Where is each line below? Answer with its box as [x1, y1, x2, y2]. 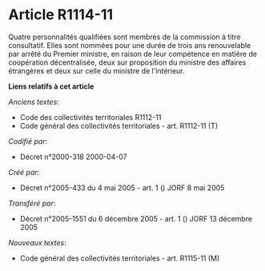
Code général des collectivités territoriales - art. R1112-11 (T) [19, 121, 219, 130]
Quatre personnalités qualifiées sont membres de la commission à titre [8, 32, 242, 42]
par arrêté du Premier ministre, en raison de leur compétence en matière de [8, 49, 258, 58]
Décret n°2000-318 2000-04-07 [19, 152, 127, 161]
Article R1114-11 [8, 6, 114, 24]
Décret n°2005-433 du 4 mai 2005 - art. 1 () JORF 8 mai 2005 [19, 182, 225, 193]
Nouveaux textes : [8, 237, 66, 247]
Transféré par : [8, 198, 56, 208]
